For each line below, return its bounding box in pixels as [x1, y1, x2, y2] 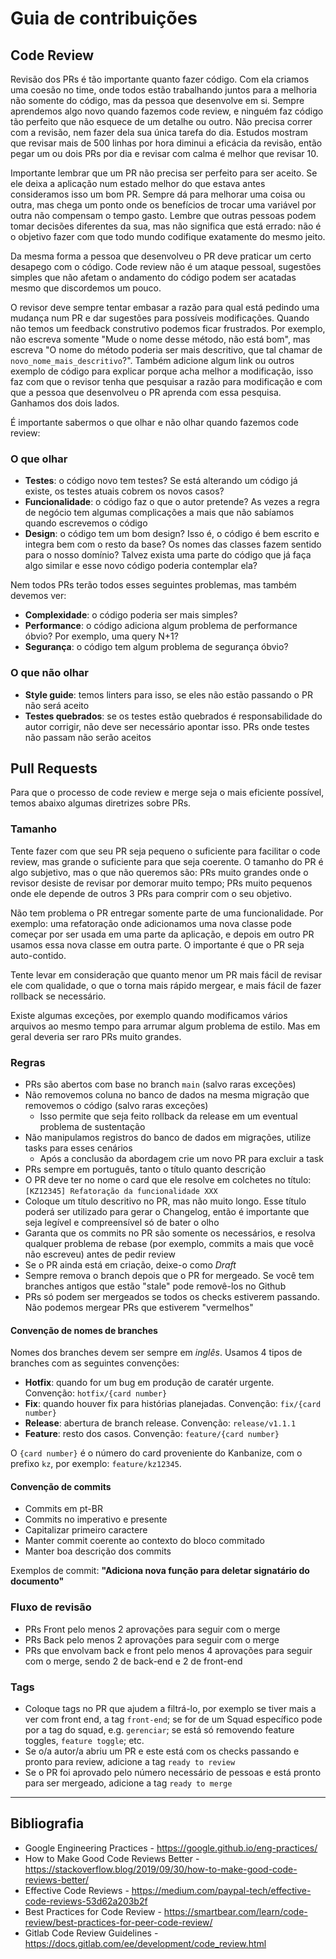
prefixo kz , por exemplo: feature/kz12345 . [10, 1458, 182, 1470]
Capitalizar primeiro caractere [24, 1524, 148, 1536]
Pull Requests [10, 760, 98, 777]
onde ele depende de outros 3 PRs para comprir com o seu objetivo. [10, 887, 293, 899]
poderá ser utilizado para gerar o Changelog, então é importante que [24, 1206, 310, 1217]
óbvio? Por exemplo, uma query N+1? [24, 630, 179, 642]
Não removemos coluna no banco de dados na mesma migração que [24, 1089, 310, 1101]
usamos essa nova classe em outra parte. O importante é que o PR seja [10, 938, 305, 951]
